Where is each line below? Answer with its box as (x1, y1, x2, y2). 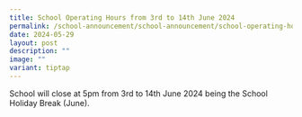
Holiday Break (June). (9, 97, 90, 108)
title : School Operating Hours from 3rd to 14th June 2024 (9, 13, 235, 22)
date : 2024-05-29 (9, 30, 75, 39)
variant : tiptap (9, 64, 70, 73)
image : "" (9, 55, 47, 64)
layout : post (9, 38, 58, 48)
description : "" (9, 47, 70, 56)
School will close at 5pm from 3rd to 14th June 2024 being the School (9, 87, 268, 99)
